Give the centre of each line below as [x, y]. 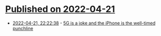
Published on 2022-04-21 [60, 9]
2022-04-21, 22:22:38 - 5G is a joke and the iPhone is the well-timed [84, 23]
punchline [23, 28]
